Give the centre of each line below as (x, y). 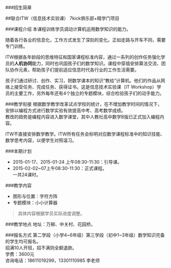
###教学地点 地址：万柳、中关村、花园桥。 (50, 224)
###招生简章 (19, 7)
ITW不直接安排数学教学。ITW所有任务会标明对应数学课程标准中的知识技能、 (85, 134)
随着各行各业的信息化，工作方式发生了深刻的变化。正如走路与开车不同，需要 (85, 40)
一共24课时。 (27, 175)
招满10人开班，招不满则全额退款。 (41, 248)
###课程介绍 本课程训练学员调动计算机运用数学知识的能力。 (68, 29)
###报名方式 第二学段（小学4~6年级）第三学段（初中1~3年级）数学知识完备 (85, 235)
